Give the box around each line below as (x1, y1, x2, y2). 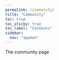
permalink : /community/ (5, 7, 55, 12)
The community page (5, 48, 49, 55)
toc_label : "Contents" (5, 26, 52, 31)
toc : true (5, 16, 26, 21)
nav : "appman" (9, 35, 39, 40)
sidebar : (5, 30, 23, 35)
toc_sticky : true (5, 21, 41, 26)
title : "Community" (5, 12, 46, 17)
